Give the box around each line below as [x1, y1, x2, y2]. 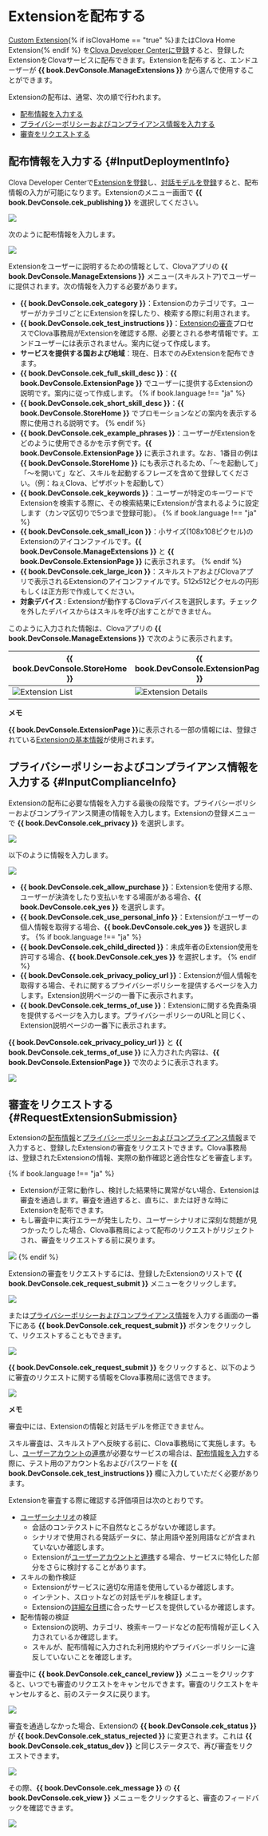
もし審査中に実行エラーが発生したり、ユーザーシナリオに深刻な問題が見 [19, 1215, 258, 1225]
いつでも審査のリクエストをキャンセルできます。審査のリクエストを [29, 1679, 253, 1689]
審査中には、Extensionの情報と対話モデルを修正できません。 [8, 1421, 209, 1431]
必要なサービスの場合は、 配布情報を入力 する [112, 1449, 260, 1458]
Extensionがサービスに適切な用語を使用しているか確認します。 [31, 1583, 238, 1592]
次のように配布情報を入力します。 [8, 229, 120, 239]
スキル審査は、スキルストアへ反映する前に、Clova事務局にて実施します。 [8, 1439, 250, 1449]
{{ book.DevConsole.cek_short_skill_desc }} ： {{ [19, 398, 184, 407]
